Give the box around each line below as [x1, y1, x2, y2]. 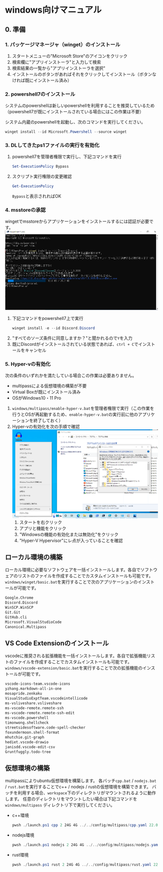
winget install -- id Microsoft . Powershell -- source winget [5, 129, 127, 134]
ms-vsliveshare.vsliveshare [5, 701, 62, 706]
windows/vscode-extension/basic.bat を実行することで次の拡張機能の [5, 665, 143, 671]
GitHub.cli [5, 615, 27, 620]
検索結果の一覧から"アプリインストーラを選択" [12, 65, 106, 71]
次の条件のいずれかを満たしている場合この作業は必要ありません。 [5, 373, 137, 378]
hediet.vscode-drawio [5, 740, 49, 745]
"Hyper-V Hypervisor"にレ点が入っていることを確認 [19, 537, 123, 543]
